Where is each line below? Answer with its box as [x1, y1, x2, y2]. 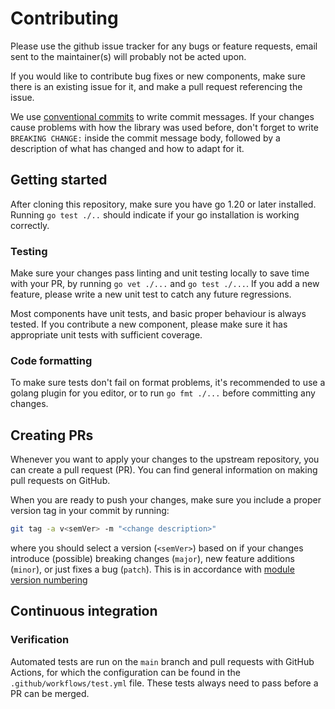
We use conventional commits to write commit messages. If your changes [10, 110, 315, 122]
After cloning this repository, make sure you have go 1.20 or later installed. [10, 198, 317, 210]
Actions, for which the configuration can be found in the [10, 666, 241, 678]
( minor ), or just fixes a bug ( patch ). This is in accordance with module [10, 563, 295, 576]
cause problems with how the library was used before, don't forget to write [10, 121, 319, 133]
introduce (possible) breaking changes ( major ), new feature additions [10, 553, 295, 565]
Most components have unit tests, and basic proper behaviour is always [10, 308, 307, 320]
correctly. [10, 219, 50, 231]
